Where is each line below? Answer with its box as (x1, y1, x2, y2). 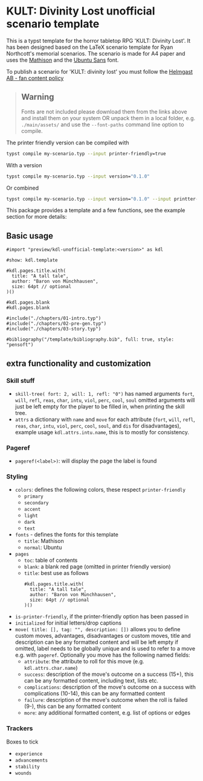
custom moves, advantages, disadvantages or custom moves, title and (14, 632, 191, 640)
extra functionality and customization (6, 358, 151, 368)
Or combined (6, 184, 39, 191)
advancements (14, 757, 48, 763)
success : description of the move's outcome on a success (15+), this (24, 670, 194, 678)
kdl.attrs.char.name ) (24, 664, 78, 672)
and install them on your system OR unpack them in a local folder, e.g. (21, 114, 196, 121)
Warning (21, 92, 54, 102)
